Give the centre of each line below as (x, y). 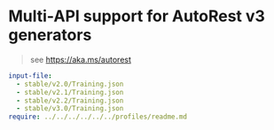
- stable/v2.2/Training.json (70, 100)
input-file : (30, 76)
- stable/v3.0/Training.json (70, 109)
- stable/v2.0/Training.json (70, 84)
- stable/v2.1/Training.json (70, 92)
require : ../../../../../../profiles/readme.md (98, 117)
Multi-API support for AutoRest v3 (137, 16)
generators (50, 35)
